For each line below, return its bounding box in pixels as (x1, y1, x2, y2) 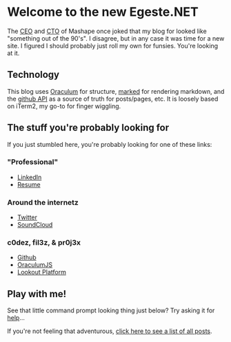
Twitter (17, 213, 38, 221)
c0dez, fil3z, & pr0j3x (7, 238, 81, 248)
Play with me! (7, 288, 67, 300)
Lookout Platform (17, 268, 67, 276)
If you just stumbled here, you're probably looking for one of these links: (7, 140, 212, 148)
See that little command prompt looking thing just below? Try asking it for (7, 306, 215, 314)
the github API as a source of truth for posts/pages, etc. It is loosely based (7, 94, 219, 103)
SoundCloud (17, 221, 53, 229)
